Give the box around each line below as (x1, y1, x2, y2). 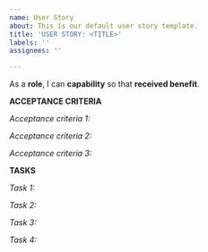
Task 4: (9, 234, 38, 246)
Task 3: (9, 217, 38, 228)
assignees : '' (9, 46, 63, 55)
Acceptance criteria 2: (9, 130, 92, 141)
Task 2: (9, 200, 38, 211)
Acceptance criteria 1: (9, 113, 91, 124)
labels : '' (9, 38, 50, 47)
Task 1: (9, 182, 36, 193)
